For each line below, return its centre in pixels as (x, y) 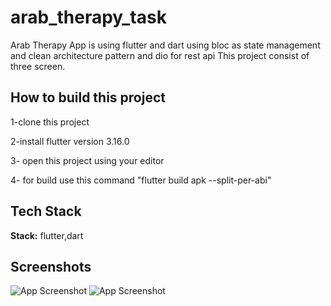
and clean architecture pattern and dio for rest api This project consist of (160, 55)
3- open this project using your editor (87, 160)
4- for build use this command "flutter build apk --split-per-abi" (141, 180)
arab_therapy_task (88, 17)
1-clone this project (50, 122)
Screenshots (51, 266)
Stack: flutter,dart (47, 235)
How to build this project (88, 97)
